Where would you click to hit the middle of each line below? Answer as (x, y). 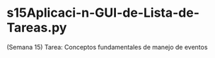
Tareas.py (37, 28)
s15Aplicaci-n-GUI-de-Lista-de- (103, 13)
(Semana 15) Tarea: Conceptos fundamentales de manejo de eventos (107, 47)
